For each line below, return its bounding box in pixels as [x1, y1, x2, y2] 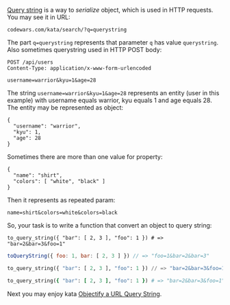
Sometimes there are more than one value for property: [7, 153, 163, 160]
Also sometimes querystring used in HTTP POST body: [7, 46, 162, 53]
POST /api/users [7, 59, 53, 66]
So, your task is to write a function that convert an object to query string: [7, 221, 212, 229]
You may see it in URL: [7, 13, 71, 21]
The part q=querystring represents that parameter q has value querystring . [7, 38, 219, 47]
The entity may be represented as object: [7, 103, 124, 112]
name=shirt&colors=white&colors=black [7, 209, 118, 216]
